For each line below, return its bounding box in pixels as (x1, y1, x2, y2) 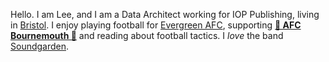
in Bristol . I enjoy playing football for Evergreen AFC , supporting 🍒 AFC (10, 19, 302, 31)
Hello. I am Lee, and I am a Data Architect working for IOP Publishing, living (10, 9, 320, 20)
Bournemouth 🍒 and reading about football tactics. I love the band (10, 30, 284, 41)
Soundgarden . (10, 40, 70, 52)
